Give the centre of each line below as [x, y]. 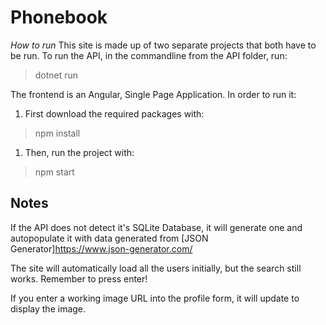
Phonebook [59, 17]
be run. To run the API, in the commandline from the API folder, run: [149, 55]
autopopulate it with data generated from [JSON [109, 238]
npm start [54, 172]
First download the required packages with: [114, 113]
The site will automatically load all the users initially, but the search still [156, 268]
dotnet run [56, 75]
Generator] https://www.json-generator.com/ [101, 248]
